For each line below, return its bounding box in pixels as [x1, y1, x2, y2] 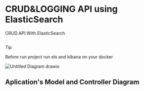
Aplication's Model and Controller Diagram [5, 78, 140, 86]
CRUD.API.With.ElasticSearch [5, 30, 65, 36]
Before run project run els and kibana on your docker [5, 54, 113, 60]
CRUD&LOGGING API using [5, 3, 118, 15]
